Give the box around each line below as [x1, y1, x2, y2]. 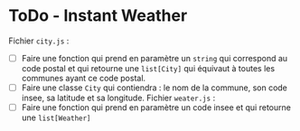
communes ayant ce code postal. [21, 73, 146, 83]
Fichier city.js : [8, 35, 70, 46]
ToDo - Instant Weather [8, 5, 188, 26]
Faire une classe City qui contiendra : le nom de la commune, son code [21, 82, 288, 93]
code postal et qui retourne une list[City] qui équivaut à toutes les [21, 63, 276, 73]
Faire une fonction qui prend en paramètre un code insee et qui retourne [21, 102, 291, 113]
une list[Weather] [21, 112, 91, 123]
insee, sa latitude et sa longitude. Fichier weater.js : [21, 92, 216, 104]
